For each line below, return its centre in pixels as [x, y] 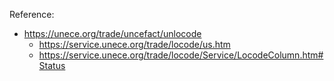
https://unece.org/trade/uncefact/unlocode [112, 33]
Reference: [32, 14]
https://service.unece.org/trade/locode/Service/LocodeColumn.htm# [181, 55]
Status [52, 65]
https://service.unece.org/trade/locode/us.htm [134, 44]
